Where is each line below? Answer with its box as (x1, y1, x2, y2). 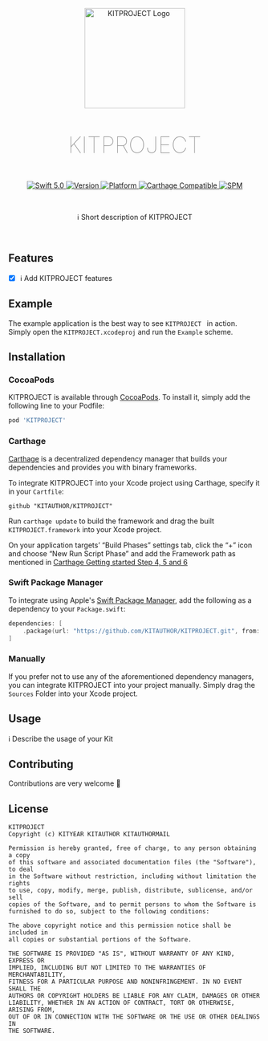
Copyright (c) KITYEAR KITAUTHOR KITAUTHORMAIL (8, 831, 171, 839)
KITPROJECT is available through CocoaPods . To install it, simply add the (8, 392, 251, 402)
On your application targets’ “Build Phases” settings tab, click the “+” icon (8, 540, 253, 550)
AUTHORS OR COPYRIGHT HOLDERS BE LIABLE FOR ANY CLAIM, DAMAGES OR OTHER (8, 992, 261, 1000)
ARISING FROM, (8, 1006, 56, 1015)
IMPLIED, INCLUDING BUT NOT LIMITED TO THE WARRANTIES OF (8, 964, 206, 972)
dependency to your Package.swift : (8, 604, 126, 613)
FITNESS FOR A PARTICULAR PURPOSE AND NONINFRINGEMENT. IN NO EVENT (8, 978, 242, 986)
